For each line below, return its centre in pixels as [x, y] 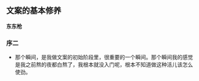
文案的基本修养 [34, 11]
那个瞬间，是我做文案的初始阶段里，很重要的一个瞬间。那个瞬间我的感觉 [104, 57]
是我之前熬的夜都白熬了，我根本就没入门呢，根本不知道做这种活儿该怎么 [104, 65]
